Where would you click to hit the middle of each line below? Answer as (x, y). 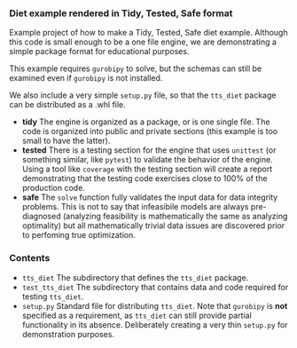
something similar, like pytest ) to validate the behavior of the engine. (147, 160)
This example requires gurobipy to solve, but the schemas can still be (136, 68)
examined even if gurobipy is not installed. (86, 78)
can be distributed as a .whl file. (67, 105)
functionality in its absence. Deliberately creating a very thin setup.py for (155, 324)
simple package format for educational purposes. (99, 51)
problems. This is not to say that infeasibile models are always (135, 207)
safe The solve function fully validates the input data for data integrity (150, 197)
